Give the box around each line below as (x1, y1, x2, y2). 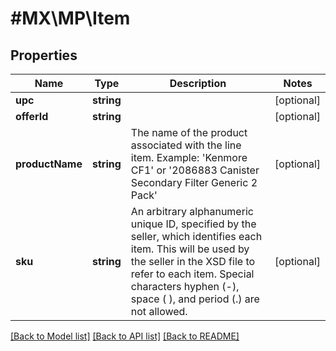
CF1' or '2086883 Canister (130, 163, 260, 177)
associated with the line (130, 138, 242, 152)
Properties (10, 47, 78, 64)
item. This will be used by (130, 242, 250, 256)
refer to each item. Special (130, 267, 255, 281)
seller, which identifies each (130, 230, 263, 243)
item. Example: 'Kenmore (130, 151, 248, 164)
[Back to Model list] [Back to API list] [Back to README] (10, 330, 240, 342)
